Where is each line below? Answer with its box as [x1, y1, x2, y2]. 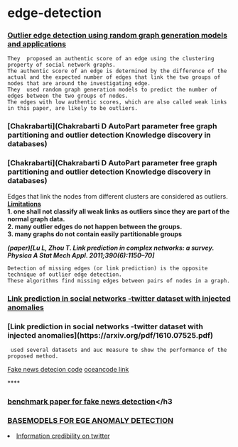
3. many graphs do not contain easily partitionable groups [7, 229, 183, 238]
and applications [7, 39, 66, 49]
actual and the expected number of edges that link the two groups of [7, 74, 221, 81]
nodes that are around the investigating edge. [7, 80, 151, 87]
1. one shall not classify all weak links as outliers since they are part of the [7, 207, 230, 216]
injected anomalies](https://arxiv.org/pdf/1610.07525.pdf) [7, 330, 213, 340]
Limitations [7, 199, 41, 208]
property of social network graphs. [7, 62, 116, 69]
